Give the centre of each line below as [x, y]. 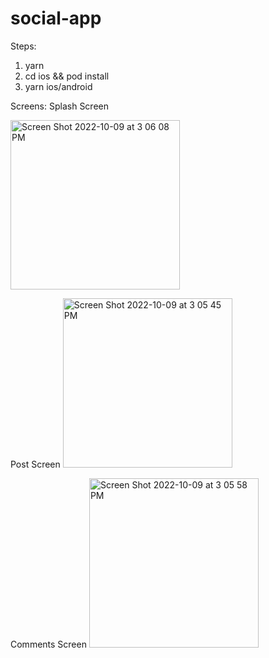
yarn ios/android [58, 86]
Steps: [23, 46]
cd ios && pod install [67, 76]
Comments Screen [48, 644]
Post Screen [35, 464]
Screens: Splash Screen [60, 106]
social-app [56, 18]
